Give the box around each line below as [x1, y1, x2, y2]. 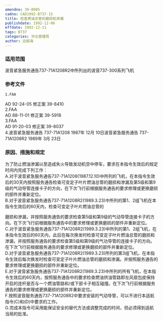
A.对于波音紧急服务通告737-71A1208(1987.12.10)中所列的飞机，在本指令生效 [5, 173, 155, 179]
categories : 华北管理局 [5, 34, 49, 39]
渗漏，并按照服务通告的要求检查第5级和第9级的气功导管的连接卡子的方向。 [5, 238, 155, 244]
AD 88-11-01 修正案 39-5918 [5, 112, 62, 118]
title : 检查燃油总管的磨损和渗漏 [5, 16, 64, 21]
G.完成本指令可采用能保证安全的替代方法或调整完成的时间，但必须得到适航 [5, 305, 154, 310]
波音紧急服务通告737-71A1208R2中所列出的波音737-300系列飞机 [5, 67, 134, 73]
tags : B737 [5, 30, 27, 34]
